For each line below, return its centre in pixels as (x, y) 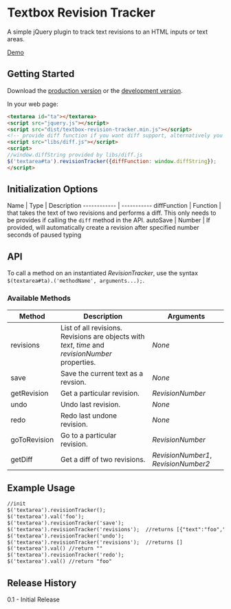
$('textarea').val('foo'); (46, 517)
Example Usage (41, 488)
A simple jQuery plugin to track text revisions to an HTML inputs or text (108, 32)
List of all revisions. (91, 328)
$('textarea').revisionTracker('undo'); (66, 536)
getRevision (30, 393)
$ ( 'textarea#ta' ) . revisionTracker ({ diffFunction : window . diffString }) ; (112, 161)
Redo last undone (89, 416)
